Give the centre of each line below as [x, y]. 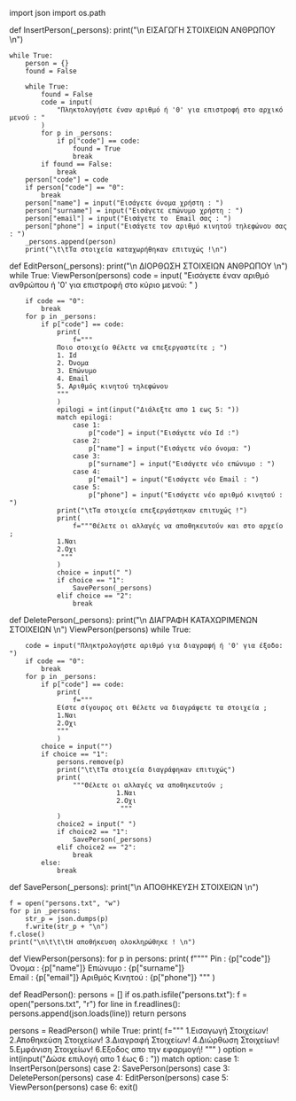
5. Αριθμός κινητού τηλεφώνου [112, 387]
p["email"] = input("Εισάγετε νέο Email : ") [174, 480]
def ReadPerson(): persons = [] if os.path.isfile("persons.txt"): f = [129, 995]
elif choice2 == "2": [97, 847]
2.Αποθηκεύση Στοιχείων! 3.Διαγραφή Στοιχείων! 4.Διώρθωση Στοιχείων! [144, 1040]
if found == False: [77, 164]
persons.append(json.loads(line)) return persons [98, 1013]
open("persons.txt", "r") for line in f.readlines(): [95, 1004]
